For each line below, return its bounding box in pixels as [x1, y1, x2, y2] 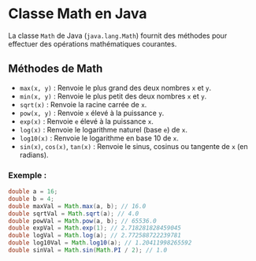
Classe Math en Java [8, 5, 147, 23]
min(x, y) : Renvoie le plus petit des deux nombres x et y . [19, 91, 207, 101]
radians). [19, 150, 49, 159]
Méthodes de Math [8, 62, 103, 76]
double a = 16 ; [8, 188, 58, 196]
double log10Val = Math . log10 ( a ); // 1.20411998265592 [8, 239, 192, 247]
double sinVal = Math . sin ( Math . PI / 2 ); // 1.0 [8, 246, 168, 255]
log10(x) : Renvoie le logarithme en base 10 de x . [19, 133, 180, 143]
